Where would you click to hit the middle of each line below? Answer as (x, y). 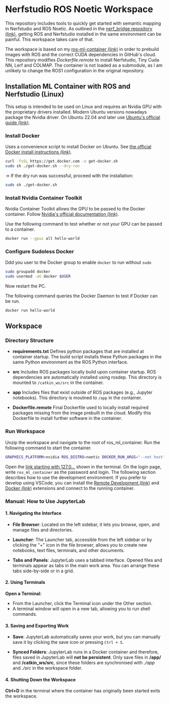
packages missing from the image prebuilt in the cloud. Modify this (82, 413)
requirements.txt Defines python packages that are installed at (78, 351)
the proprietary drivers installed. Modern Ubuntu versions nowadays (76, 112)
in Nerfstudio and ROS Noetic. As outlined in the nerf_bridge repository (79, 28)
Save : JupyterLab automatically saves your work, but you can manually (87, 637)
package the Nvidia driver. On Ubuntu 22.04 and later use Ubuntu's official (83, 117)
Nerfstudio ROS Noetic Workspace (79, 9)
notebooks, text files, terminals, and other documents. (68, 550)
